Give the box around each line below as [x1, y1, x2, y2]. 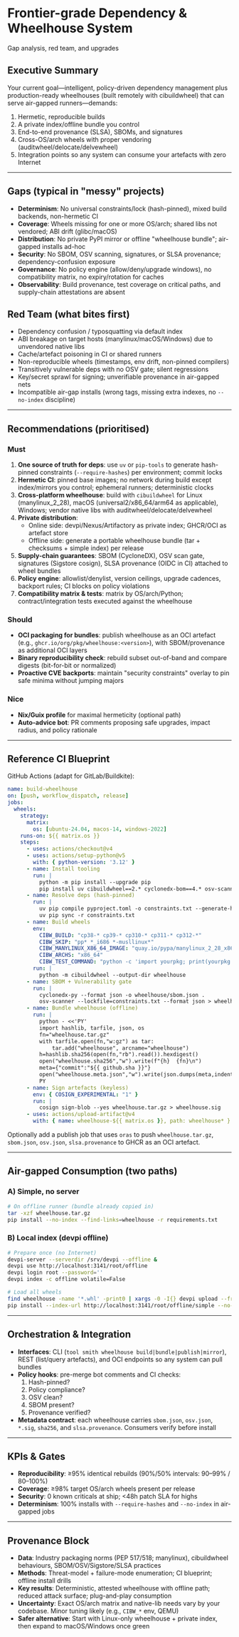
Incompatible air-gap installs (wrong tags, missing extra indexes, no [17, 387, 217, 397]
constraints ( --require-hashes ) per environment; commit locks [39, 468, 223, 477]
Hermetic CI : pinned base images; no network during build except [17, 476, 212, 485]
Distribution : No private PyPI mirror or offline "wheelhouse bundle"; [17, 234, 217, 243]
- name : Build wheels [26, 918, 91, 926]
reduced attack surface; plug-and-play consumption [17, 1591, 172, 1600]
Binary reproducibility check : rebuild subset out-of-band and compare [17, 654, 228, 662]
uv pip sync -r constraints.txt [38, 912, 135, 919]
